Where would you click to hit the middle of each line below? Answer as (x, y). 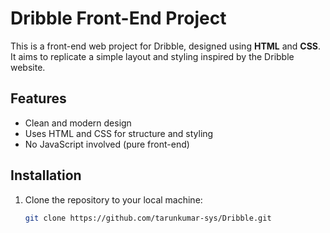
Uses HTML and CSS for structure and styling (119, 133)
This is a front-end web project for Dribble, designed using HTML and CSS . (166, 46)
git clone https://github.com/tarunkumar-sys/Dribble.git (148, 218)
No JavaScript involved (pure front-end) (107, 144)
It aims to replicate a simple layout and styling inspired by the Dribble (152, 56)
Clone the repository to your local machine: (113, 199)
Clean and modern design (78, 123)
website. (28, 67)
